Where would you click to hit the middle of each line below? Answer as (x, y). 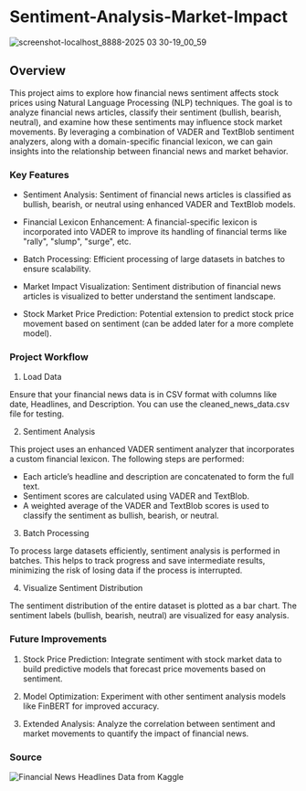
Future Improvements (58, 639)
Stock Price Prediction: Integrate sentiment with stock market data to (152, 659)
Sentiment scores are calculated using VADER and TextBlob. (136, 496)
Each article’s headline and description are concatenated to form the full (158, 477)
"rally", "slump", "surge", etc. (77, 242)
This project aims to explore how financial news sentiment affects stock (144, 92)
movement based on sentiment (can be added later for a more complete (158, 324)
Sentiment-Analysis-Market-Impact (148, 17)
